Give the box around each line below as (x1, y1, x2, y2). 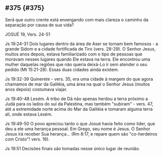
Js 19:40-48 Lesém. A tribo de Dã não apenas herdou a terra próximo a (5, 96, 148, 102)
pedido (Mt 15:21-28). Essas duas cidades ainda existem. (5, 67, 119, 72)
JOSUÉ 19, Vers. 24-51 (5, 31, 50, 37)
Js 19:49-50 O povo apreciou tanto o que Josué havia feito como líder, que (5, 121, 155, 126)
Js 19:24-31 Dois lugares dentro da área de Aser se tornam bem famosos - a (5, 41, 158, 47)
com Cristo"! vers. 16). (5, 136, 50, 142)
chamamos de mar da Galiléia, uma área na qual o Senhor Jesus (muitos (5, 81, 150, 87)
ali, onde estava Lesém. (5, 111, 53, 117)
